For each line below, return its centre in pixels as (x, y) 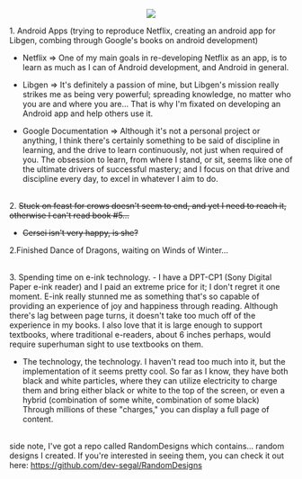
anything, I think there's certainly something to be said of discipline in (151, 140)
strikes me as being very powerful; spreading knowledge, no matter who (157, 94)
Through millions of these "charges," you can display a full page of (146, 409)
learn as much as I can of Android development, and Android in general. (155, 67)
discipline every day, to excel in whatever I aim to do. (120, 179)
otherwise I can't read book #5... (70, 215)
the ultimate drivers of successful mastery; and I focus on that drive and (156, 169)
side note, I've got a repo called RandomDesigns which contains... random (147, 446)
